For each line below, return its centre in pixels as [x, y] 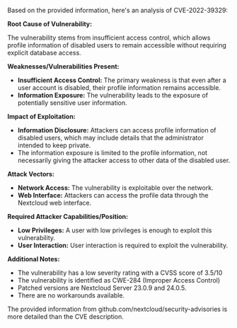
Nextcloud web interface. [54, 203]
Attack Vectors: [31, 174]
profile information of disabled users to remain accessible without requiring [117, 45]
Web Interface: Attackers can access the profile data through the [113, 195]
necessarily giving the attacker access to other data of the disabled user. [124, 160]
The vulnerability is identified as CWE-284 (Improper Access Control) [119, 280]
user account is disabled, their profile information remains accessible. [119, 87]
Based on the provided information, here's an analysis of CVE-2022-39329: [118, 10]
